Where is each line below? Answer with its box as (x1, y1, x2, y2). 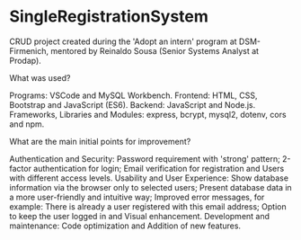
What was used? (9, 72, 71, 83)
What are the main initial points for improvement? (9, 136, 191, 147)
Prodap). (9, 55, 42, 66)
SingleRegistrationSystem (9, 6, 209, 27)
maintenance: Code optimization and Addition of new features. (9, 220, 241, 231)
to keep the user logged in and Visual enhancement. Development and (9, 210, 270, 221)
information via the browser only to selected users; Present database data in (9, 182, 292, 192)
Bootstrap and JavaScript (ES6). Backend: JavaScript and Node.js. (9, 99, 256, 110)
